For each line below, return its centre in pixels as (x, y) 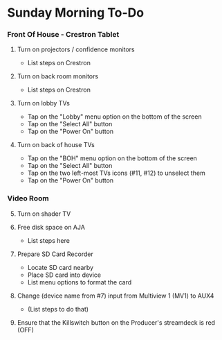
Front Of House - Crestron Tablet (63, 35)
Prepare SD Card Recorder (55, 254)
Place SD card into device (64, 275)
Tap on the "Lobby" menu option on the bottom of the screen (114, 117)
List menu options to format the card (80, 282)
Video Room (28, 198)
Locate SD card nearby (61, 267)
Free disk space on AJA (51, 227)
